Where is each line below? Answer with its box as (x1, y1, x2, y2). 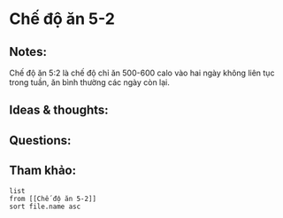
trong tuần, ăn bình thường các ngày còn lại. (9, 77, 171, 88)
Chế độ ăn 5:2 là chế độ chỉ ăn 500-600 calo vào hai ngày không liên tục (9, 67, 275, 78)
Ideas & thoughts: (9, 103, 109, 118)
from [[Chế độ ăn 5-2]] (9, 194, 97, 203)
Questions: (9, 133, 72, 148)
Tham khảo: (9, 163, 77, 178)
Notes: (9, 44, 47, 59)
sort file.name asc (9, 202, 81, 211)
